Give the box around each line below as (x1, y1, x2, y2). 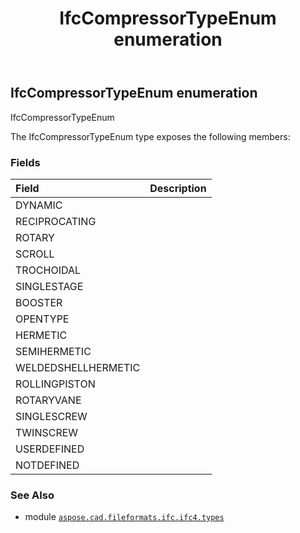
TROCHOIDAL (15, 263, 82, 277)
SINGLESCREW (15, 409, 88, 423)
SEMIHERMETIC (15, 344, 92, 358)
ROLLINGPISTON (15, 377, 96, 391)
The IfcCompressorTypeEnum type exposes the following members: (10, 130, 291, 142)
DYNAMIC (15, 198, 63, 212)
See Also (10, 488, 55, 502)
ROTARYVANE (15, 393, 82, 407)
